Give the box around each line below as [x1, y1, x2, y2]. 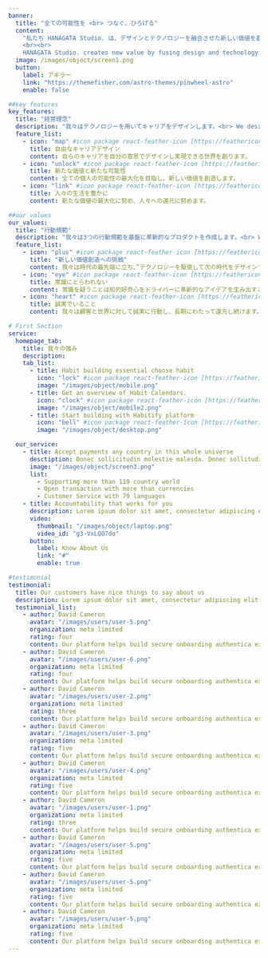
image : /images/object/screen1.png [15, 57, 134, 65]
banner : [8, 11, 34, 20]
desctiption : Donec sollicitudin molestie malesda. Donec [29, 455, 227, 463]
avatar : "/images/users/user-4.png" [29, 766, 152, 774]
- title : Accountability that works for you [22, 500, 173, 508]
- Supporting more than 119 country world [37, 477, 180, 485]
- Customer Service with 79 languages [37, 493, 166, 501]
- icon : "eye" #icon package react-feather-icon [22, 271, 187, 279]
